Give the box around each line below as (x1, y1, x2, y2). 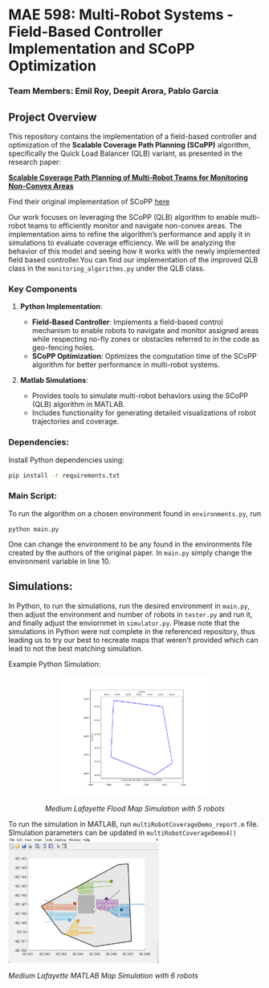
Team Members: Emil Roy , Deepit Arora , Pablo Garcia (8, 86, 219, 97)
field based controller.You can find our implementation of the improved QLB (8, 254, 259, 264)
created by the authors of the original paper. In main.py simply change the (8, 547, 253, 557)
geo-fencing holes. (31, 343, 96, 352)
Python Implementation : (19, 302, 103, 311)
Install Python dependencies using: (8, 455, 124, 465)
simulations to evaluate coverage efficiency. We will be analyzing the (8, 238, 236, 247)
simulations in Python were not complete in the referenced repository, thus (8, 626, 255, 636)
